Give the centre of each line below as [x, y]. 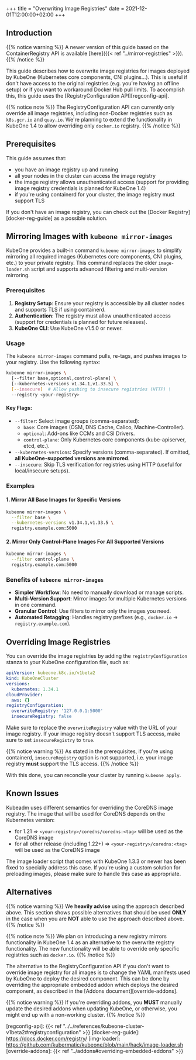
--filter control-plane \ [43, 560]
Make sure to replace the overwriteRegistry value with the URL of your [92, 728]
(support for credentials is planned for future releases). [81, 322]
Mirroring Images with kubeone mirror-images [90, 236]
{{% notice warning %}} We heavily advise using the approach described [95, 906]
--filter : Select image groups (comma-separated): [77, 421]
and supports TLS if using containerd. [60, 309]
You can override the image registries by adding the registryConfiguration [97, 656]
